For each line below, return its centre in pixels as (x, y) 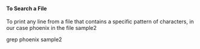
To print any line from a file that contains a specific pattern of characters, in (100, 22)
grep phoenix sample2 (34, 39)
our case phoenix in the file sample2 (51, 28)
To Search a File (27, 8)
